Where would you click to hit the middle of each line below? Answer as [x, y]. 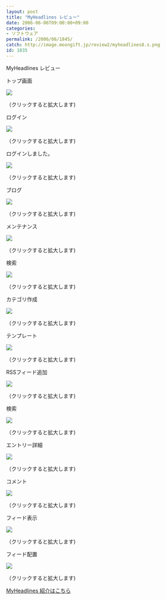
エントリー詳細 [24, 445]
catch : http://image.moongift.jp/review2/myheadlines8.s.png [83, 45]
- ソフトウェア [22, 34]
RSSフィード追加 [27, 372]
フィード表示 [22, 517]
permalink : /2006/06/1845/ [39, 39]
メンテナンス [22, 226]
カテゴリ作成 [22, 299]
